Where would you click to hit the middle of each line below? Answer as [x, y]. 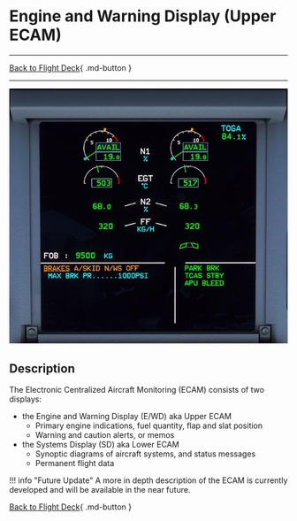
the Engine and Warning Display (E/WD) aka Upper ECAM [127, 417]
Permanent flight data [75, 464]
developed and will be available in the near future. [100, 490]
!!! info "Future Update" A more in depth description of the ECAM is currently [148, 480]
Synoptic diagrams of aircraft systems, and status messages [145, 454]
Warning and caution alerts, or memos [105, 435]
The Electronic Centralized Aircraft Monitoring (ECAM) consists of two [137, 390]
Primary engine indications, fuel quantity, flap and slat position [149, 425]
